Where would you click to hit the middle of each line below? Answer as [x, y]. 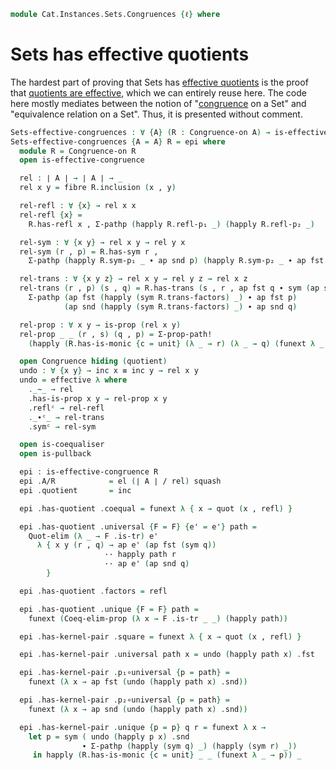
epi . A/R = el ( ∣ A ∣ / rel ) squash [120, 481]
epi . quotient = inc [75, 490]
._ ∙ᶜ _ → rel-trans [66, 417]
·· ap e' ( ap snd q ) [147, 564]
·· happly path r [140, 555]
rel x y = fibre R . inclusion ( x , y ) [98, 188]
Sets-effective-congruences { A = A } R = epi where [118, 141]
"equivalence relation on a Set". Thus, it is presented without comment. [156, 114]
